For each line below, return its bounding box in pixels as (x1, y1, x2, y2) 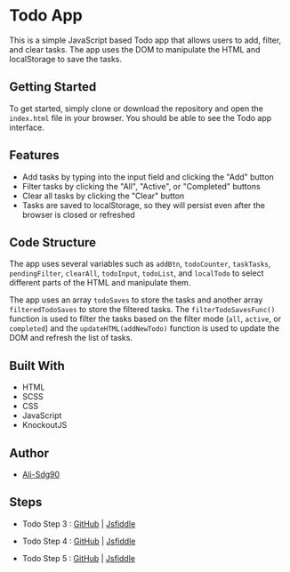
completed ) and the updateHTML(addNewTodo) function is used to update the (9, 323, 280, 334)
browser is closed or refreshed (21, 209, 135, 220)
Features (9, 148, 60, 163)
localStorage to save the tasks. (9, 53, 123, 64)
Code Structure (9, 235, 96, 250)
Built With (9, 358, 65, 374)
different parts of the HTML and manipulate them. (9, 278, 191, 288)
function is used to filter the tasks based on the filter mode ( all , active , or (9, 313, 282, 325)
